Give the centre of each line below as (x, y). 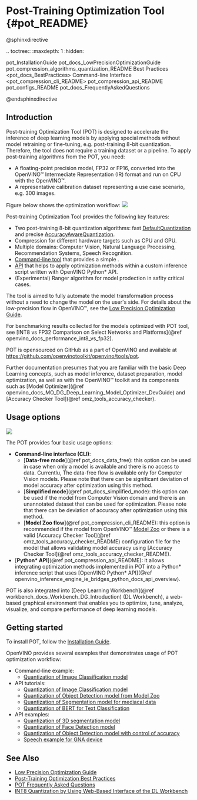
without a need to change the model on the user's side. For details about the (98, 302)
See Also (23, 758)
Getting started (35, 627)
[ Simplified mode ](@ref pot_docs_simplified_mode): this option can (106, 491)
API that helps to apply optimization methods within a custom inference (101, 265)
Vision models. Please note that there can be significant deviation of (106, 479)
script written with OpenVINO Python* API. (66, 271)
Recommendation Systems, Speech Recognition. (74, 253)
